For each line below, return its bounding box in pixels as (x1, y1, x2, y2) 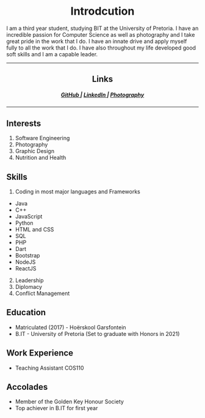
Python (15, 219, 34, 226)
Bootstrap (15, 252, 40, 259)
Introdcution (70, 4, 135, 18)
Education (6, 307, 46, 318)
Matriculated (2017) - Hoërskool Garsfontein (15, 323, 126, 331)
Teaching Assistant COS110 (15, 364, 84, 371)
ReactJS (15, 264, 37, 272)
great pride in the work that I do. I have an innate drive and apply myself (6, 37, 187, 45)
